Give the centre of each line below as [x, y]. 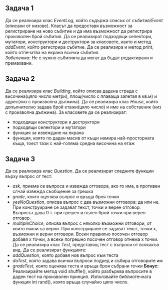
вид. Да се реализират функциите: [49, 250]
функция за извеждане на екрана [48, 132]
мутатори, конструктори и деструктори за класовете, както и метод [78, 42]
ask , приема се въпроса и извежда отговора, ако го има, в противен [86, 186]
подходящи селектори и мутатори [49, 127]
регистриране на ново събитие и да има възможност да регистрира [79, 31]
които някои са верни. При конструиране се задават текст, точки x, [85, 229]
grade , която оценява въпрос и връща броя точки [65, 197]
